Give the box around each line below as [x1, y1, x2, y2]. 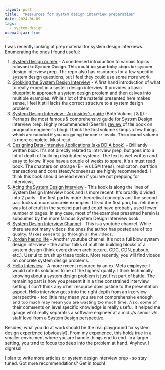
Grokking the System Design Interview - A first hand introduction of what [12, 79, 161, 85]
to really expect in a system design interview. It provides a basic [12, 85, 142, 90]
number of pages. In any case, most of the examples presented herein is [12, 210, 160, 216]
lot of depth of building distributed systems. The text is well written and [12, 153, 157, 158]
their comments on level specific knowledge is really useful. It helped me [12, 304, 161, 310]
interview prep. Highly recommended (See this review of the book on [12, 121, 153, 127]
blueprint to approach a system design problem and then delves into [12, 90, 151, 96]
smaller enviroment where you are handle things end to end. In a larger [5, 335, 149, 340]
